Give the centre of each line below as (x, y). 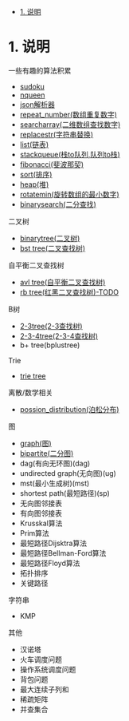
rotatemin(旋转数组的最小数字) (69, 194)
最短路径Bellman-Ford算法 (63, 553)
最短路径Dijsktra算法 (53, 543)
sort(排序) (36, 174)
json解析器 (37, 104)
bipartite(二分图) (47, 453)
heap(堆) (34, 184)
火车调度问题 (41, 659)
